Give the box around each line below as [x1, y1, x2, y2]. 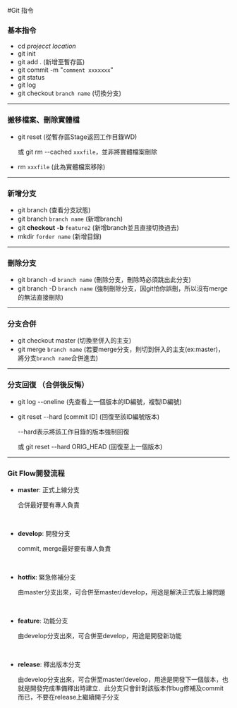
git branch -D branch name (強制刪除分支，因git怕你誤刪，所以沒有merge [17, 284, 228, 293]
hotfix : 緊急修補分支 [17, 573, 76, 582]
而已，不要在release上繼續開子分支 [17, 693, 120, 702]
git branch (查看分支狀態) [17, 205, 91, 214]
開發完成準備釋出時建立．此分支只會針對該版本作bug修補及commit [30, 684, 224, 692]
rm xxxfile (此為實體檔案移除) [17, 162, 106, 171]
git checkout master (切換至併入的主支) [17, 336, 132, 345]
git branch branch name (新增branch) [17, 214, 123, 223]
